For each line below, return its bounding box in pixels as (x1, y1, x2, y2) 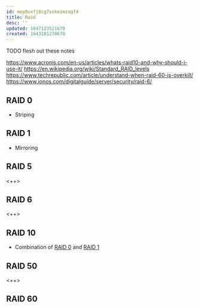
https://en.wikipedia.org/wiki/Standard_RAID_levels (23, 65, 150, 72)
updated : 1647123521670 (6, 25, 66, 32)
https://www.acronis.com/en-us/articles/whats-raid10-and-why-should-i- (6, 59, 188, 66)
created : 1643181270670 (6, 31, 66, 37)
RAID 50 (6, 261, 38, 271)
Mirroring (14, 144, 38, 151)
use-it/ (6, 65, 23, 72)
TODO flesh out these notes (6, 47, 75, 54)
